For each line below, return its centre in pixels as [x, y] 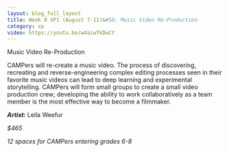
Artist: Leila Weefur [35, 115]
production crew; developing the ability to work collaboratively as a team [110, 94]
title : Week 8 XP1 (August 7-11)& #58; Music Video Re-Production [102, 20]
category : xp [26, 26]
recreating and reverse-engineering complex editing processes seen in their [114, 73]
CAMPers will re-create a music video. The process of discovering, [102, 65]
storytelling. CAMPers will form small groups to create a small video [103, 87]
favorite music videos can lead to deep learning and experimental [100, 80]
